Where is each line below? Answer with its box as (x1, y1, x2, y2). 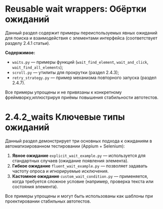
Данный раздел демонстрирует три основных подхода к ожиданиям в (5, 138, 152, 144)
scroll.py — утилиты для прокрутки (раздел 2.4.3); (12, 69, 119, 75)
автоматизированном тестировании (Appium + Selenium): (5, 143, 125, 149)
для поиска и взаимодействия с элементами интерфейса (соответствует (5, 35, 158, 41)
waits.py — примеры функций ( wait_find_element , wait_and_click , (12, 59, 148, 65)
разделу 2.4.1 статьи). (5, 40, 50, 46)
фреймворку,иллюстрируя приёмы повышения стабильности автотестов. (5, 94, 159, 100)
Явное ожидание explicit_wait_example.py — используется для (12, 152, 146, 158)
